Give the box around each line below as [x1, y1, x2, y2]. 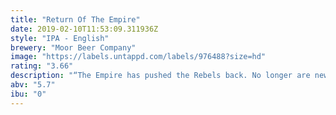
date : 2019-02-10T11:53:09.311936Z [10, 24, 159, 34]
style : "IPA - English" [10, 33, 110, 43]
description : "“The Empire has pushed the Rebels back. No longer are [10, 71, 311, 81]
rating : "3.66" [10, 61, 74, 71]
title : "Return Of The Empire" [10, 14, 141, 25]
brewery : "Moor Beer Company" [10, 42, 137, 53]
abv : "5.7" [10, 80, 56, 90]
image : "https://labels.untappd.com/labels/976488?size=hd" [10, 52, 267, 62]
